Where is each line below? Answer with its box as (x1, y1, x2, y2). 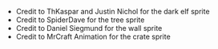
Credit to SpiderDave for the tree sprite (15, 15, 145, 24)
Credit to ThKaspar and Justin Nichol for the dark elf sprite (15, 7, 210, 16)
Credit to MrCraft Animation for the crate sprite (15, 32, 171, 41)
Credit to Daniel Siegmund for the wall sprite (15, 24, 163, 32)
